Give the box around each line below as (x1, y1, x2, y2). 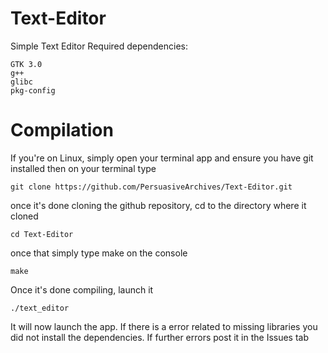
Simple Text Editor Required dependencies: (10, 40, 188, 52)
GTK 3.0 (10, 59, 43, 69)
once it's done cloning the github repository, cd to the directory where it (10, 199, 307, 211)
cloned (10, 210, 39, 222)
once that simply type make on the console (10, 247, 188, 259)
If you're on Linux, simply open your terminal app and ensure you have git (10, 152, 314, 164)
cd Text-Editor (10, 229, 74, 239)
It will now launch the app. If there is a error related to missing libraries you (10, 320, 318, 332)
